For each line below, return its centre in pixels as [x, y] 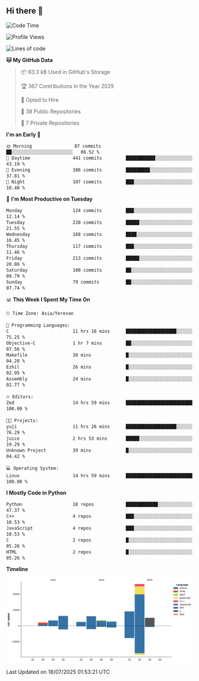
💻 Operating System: [33, 468]
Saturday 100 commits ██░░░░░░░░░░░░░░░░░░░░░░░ [99, 270]
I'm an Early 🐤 [23, 134]
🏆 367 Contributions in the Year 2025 [67, 86]
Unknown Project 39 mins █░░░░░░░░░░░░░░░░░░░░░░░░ [99, 450]
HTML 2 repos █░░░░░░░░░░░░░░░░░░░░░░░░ [99, 552]
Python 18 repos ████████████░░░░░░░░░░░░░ [99, 504]
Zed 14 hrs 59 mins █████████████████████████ [99, 403]
